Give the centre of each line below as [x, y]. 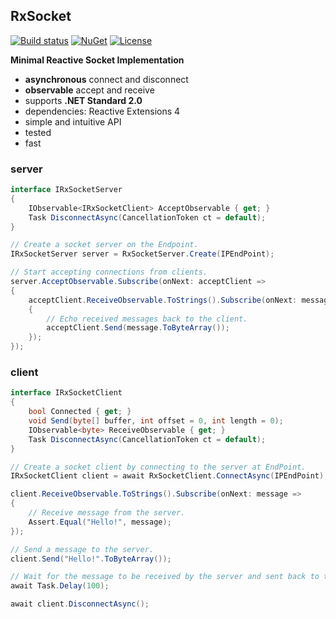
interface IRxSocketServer [66, 190]
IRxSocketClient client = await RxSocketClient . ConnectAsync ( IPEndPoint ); [169, 476]
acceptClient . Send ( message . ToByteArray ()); [138, 328]
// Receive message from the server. [107, 513]
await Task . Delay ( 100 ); [60, 586]
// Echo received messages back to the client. [147, 319]
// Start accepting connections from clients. [109, 272]
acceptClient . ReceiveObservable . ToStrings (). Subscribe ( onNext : [163, 300]
